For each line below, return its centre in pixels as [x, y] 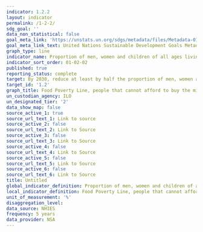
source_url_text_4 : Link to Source [51, 152]
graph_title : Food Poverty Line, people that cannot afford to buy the [98, 91]
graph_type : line [28, 51]
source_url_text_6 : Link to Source [51, 175]
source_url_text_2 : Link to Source [51, 130]
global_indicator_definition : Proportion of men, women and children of [100, 186]
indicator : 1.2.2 [28, 12]
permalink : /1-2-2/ [31, 23]
